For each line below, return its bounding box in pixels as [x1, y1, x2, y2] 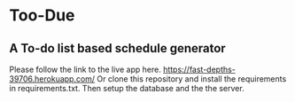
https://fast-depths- [162, 64, 237, 75]
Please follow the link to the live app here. [9, 64, 161, 75]
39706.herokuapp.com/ [9, 74, 96, 84]
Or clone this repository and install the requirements [97, 74, 287, 84]
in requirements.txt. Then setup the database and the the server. [9, 83, 245, 93]
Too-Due [9, 5, 75, 26]
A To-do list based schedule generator [9, 41, 226, 56]
